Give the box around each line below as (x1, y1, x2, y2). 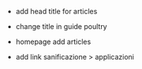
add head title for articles (15, 7, 98, 16)
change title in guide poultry (15, 22, 108, 31)
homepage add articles (15, 37, 92, 46)
